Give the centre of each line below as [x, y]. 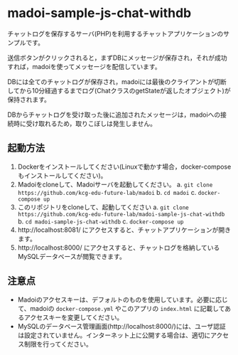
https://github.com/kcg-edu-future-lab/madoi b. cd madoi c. [107, 192]
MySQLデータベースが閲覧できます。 [71, 256]
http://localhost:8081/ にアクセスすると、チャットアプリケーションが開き [124, 230]
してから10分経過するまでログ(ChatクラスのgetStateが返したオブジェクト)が [119, 90]
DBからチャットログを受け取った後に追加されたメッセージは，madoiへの [114, 115]
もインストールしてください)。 [62, 175]
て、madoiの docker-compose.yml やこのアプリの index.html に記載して [121, 308]
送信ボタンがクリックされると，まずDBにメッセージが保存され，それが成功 [117, 58]
